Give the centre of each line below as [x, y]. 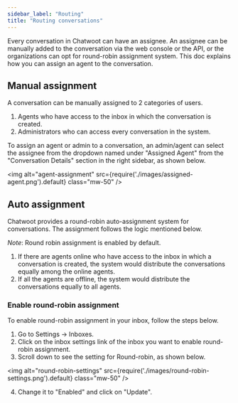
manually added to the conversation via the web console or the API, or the [116, 48]
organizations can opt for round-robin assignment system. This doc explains [119, 56]
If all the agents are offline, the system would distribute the [104, 279]
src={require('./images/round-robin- [157, 371]
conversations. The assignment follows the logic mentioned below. [105, 229]
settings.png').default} [40, 378]
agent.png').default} [37, 182]
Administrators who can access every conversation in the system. [114, 131]
